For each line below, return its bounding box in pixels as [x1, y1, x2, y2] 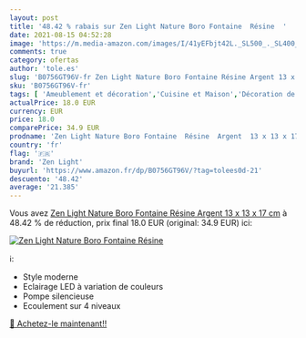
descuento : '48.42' [9, 174, 84, 183]
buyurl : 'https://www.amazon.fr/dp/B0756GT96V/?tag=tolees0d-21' [9, 166, 262, 175]
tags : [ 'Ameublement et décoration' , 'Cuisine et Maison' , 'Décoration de [9, 89, 296, 98]
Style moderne [22, 271, 79, 282]
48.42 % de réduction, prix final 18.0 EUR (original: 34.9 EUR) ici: [9, 218, 253, 229]
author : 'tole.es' [9, 65, 79, 74]
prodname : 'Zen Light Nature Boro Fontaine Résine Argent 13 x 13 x [9, 132, 287, 141]
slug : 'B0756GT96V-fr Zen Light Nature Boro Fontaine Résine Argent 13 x [9, 73, 296, 82]
